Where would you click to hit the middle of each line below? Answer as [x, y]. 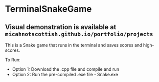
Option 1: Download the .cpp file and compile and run [66, 69]
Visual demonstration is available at [61, 27]
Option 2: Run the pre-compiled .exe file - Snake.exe [65, 74]
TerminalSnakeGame [48, 9]
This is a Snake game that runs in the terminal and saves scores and [74, 45]
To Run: [13, 60]
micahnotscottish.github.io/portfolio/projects [79, 34]
